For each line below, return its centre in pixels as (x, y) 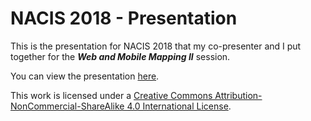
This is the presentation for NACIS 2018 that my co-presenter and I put (156, 46)
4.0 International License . (179, 106)
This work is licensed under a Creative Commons (111, 95)
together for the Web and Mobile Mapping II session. (120, 56)
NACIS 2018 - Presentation (124, 18)
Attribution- (238, 95)
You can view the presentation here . (85, 76)
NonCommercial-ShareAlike (67, 106)
